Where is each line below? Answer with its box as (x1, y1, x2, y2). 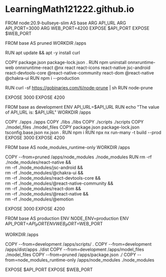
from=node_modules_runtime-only (5, 257, 76, 263)
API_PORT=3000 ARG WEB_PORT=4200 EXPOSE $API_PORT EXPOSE (5, 25, 150, 31)
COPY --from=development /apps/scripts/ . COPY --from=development (5, 241, 152, 247)
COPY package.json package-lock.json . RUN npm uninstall (5, 59, 127, 65)
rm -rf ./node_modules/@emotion (5, 196, 74, 202)
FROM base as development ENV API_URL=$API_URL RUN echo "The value (5, 104, 160, 110)
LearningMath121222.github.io (5, 3, 135, 15)
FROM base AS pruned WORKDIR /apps (5, 40, 87, 46)
